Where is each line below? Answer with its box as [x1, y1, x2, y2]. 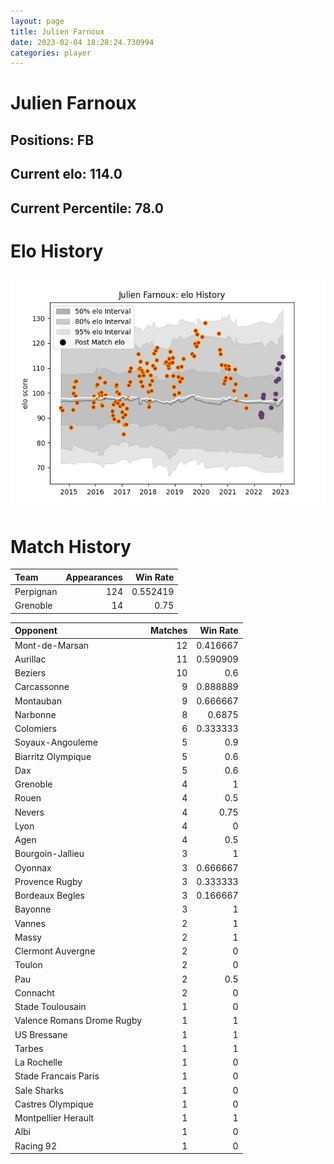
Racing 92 [14, 1140, 57, 1152]
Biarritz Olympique [14, 750, 92, 762]
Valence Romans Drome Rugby [14, 1015, 143, 1027]
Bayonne [14, 903, 52, 915]
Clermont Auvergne [14, 945, 96, 957]
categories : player [10, 48, 92, 58]
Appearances [65, 571, 123, 583]
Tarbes [14, 1042, 44, 1054]
